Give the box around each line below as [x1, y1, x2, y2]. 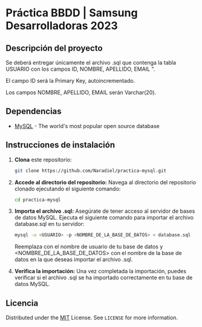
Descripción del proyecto [5, 43, 103, 53]
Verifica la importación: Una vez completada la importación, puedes [14, 268, 187, 275]
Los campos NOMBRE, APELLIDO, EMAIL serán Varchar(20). [5, 89, 157, 96]
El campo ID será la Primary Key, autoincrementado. [5, 77, 135, 84]
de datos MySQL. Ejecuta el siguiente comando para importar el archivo [14, 214, 194, 221]
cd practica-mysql [14, 196, 61, 202]
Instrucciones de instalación [5, 140, 116, 151]
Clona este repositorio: [14, 156, 72, 163]
